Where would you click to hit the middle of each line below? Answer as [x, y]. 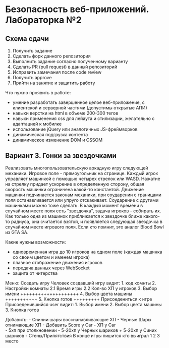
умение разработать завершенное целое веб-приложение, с [78, 102]
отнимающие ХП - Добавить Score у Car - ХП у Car [61, 325]
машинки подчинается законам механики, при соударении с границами [83, 195]
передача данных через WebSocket [51, 268]
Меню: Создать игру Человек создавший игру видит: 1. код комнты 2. [81, 283]
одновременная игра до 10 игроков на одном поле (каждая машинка [87, 252]
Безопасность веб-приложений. [77, 9]
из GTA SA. [17, 232]
